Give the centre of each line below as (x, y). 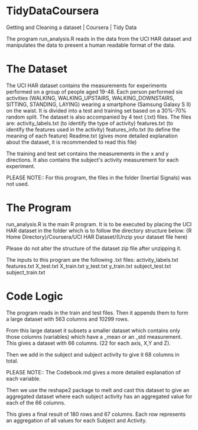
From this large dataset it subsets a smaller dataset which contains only (93, 330)
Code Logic (35, 296)
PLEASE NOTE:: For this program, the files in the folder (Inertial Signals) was (99, 177)
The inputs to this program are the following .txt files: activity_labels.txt (92, 259)
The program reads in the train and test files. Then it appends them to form (97, 313)
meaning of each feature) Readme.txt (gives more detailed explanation (92, 136)
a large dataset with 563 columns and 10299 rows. (67, 319)
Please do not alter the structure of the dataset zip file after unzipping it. (94, 248)
